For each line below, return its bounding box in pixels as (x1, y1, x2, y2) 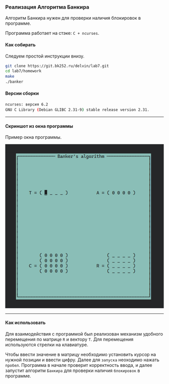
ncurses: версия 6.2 (5, 102, 49, 107)
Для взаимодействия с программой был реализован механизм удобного (5, 331, 163, 337)
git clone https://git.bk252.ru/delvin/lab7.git (5, 63, 109, 69)
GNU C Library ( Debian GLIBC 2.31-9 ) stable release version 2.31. (5, 107, 150, 113)
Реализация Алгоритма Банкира (5, 4, 90, 11)
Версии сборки (5, 90, 39, 96)
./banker (5, 79, 24, 84)
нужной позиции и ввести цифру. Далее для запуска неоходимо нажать (5, 357, 159, 363)
